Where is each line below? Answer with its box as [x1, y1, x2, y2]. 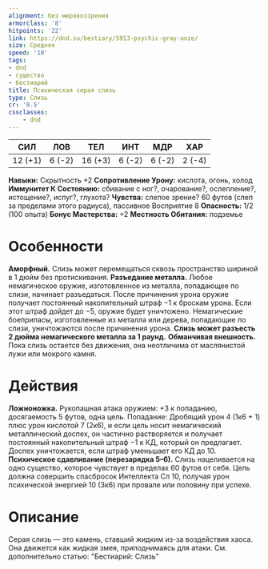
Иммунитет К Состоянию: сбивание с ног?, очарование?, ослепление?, [8, 183, 257, 193]
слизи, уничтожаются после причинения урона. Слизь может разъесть [8, 323, 256, 333]
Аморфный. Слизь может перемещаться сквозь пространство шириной [8, 263, 258, 273]
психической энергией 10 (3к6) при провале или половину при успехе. [8, 479, 252, 489]
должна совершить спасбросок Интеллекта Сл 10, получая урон [8, 471, 230, 481]
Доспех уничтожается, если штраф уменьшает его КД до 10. [8, 446, 217, 455]
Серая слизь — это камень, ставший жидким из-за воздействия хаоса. [8, 534, 254, 544]
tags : [8, 57, 26, 65]
